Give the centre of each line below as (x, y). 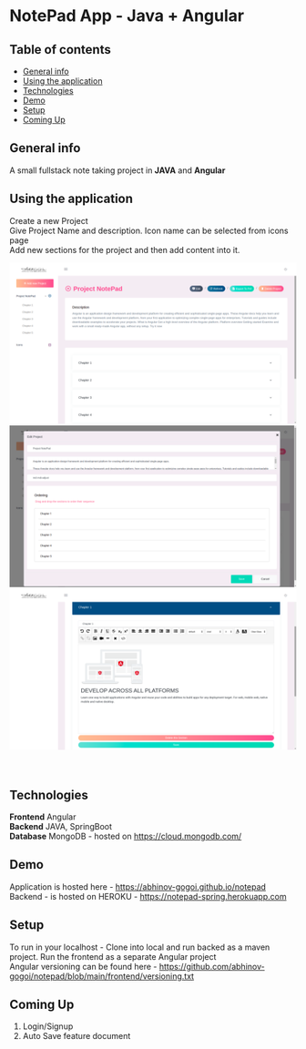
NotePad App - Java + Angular (127, 16)
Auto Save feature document (76, 1036)
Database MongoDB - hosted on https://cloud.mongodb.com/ (126, 836)
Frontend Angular (43, 817)
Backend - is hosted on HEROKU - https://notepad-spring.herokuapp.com (148, 896)
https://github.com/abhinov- (212, 966)
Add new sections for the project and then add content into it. (125, 250)
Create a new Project (49, 220)
